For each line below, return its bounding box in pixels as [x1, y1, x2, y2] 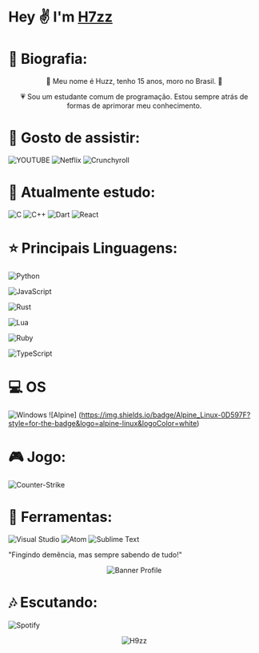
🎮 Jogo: [8, 448, 66, 466]
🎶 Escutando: [8, 593, 98, 611]
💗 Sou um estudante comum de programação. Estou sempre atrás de [20, 92, 249, 102]
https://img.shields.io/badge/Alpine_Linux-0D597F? [81, 410, 251, 420]
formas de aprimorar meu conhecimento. [66, 101, 202, 110]
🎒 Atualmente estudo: [8, 183, 156, 201]
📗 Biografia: [8, 50, 88, 68]
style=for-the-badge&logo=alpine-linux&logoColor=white [8, 418, 197, 428]
